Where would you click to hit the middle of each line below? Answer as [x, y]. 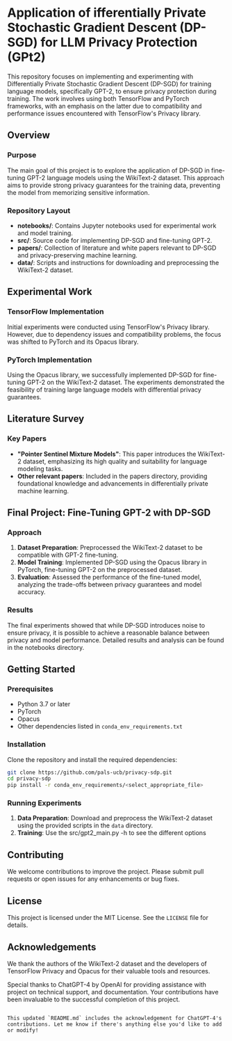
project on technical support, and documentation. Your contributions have [113, 992]
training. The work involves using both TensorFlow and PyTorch [98, 98]
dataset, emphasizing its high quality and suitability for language [115, 461]
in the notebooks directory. [46, 647]
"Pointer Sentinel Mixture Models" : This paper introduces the [107, 454]
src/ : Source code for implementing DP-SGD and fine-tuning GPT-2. [115, 240]
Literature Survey [46, 419]
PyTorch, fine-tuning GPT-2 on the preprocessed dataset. [100, 570]
